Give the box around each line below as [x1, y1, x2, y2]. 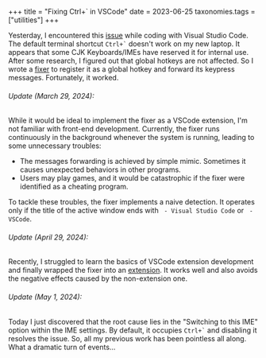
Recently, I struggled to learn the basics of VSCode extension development [8, 257, 254, 267]
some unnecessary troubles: [8, 141, 102, 150]
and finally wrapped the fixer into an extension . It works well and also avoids [8, 266, 258, 275]
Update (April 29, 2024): [8, 232, 89, 242]
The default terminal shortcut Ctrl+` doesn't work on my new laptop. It [8, 39, 241, 49]
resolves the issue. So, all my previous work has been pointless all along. [8, 333, 247, 343]
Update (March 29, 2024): [8, 91, 94, 100]
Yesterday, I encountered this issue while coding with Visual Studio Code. [8, 31, 249, 40]
